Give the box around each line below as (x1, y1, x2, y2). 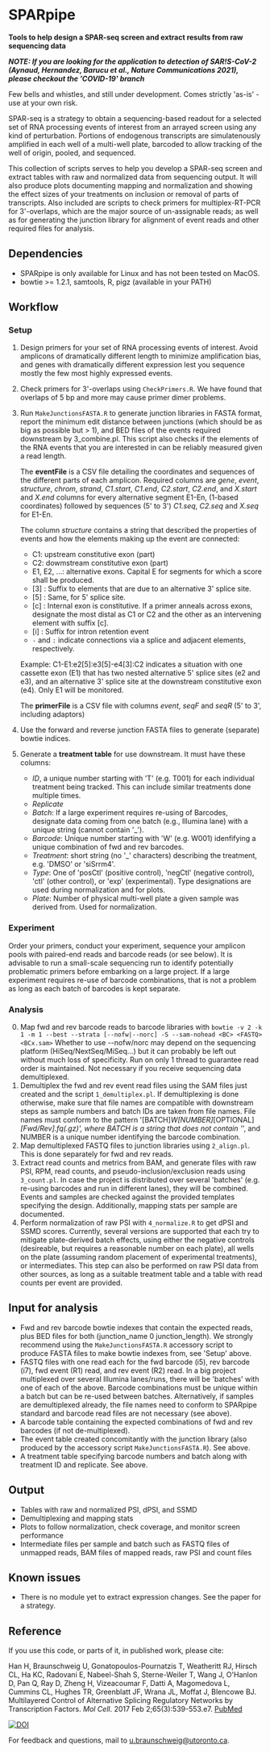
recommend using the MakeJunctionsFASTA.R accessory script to (19, 1340, 234, 1349)
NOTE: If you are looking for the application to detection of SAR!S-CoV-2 (8, 56, 257, 66)
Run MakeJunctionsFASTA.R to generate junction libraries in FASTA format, (19, 408, 263, 418)
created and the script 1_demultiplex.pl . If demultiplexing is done (19, 1090, 239, 1099)
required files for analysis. (8, 224, 95, 233)
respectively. (31, 644, 75, 654)
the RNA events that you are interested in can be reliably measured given (19, 442, 263, 453)
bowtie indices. (19, 734, 71, 743)
